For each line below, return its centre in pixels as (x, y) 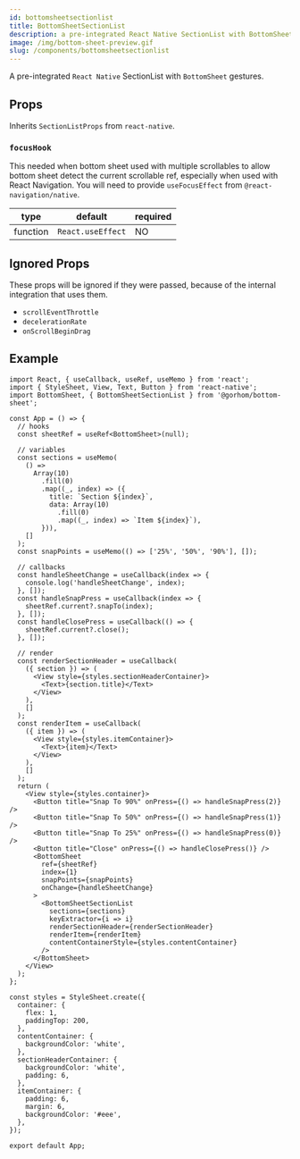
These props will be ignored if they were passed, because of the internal (143, 285)
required (153, 217)
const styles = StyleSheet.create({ (77, 997)
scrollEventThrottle (60, 313)
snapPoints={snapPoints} (87, 880)
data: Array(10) (79, 504)
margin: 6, (46, 1106)
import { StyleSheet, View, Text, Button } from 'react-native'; (133, 387)
